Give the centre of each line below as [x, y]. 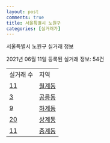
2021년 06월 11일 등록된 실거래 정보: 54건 [55, 59]
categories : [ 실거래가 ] [34, 29]
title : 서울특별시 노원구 [34, 23]
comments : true [25, 17]
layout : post [23, 12]
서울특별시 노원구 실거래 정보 [40, 46]
